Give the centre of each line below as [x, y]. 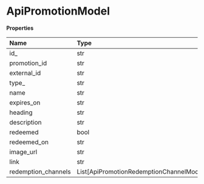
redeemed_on [29, 142]
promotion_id [28, 63]
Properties [20, 28]
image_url [23, 152]
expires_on [25, 103]
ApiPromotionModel [58, 11]
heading [21, 112]
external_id [25, 73]
